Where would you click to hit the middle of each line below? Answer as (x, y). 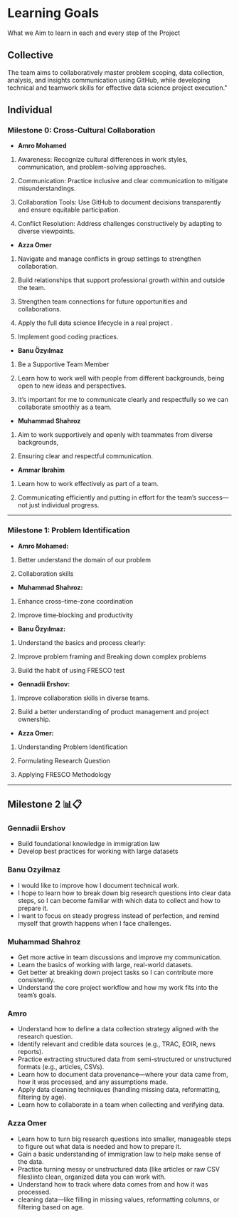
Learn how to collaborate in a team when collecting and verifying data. (121, 1105)
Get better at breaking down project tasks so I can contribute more (115, 972)
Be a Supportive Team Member (63, 364)
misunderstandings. (47, 189)
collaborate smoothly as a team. (64, 407)
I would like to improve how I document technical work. (99, 885)
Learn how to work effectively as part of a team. (88, 484)
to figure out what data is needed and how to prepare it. (99, 1146)
